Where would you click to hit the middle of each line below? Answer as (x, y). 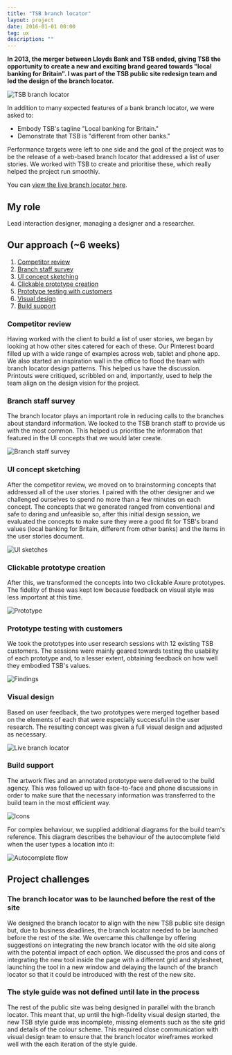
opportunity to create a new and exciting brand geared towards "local (110, 66)
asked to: (20, 116)
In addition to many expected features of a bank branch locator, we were (111, 108)
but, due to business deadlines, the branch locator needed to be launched (113, 930)
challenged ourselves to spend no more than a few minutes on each (104, 499)
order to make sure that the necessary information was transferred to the (111, 795)
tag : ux (18, 33)
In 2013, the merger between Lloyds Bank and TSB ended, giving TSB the (114, 59)
